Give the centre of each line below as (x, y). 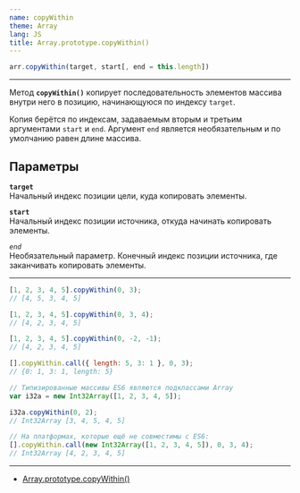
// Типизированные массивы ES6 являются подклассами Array (121, 387)
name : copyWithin (42, 17)
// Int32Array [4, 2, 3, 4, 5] (67, 454)
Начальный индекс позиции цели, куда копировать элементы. (128, 195)
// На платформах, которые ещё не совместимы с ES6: (109, 437)
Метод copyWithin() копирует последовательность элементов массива (146, 93)
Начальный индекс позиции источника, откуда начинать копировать (141, 221)
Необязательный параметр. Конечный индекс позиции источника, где (144, 255)
